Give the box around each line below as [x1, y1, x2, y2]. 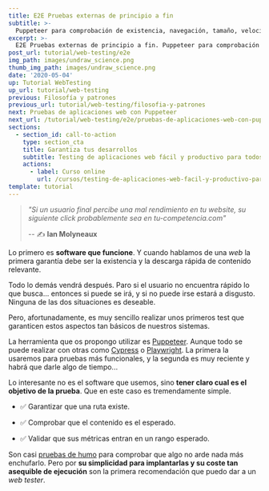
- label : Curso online [29, 168, 106, 176]
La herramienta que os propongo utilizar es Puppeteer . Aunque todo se [8, 337, 243, 346]
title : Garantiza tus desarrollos [22, 146, 138, 154]
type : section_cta [22, 138, 84, 146]
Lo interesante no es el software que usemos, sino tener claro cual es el [8, 377, 247, 387]
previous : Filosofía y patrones [8, 94, 116, 102]
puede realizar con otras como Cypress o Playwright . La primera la [8, 345, 229, 354]
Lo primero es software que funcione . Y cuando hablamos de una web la [8, 247, 251, 257]
